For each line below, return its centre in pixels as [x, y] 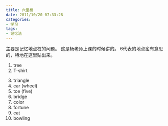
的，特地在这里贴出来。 [30, 55]
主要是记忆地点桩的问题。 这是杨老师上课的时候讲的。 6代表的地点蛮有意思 [85, 49]
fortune [21, 107]
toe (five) [23, 91]
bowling [21, 118]
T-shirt [20, 71]
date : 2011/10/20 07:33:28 [34, 15]
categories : [18, 19]
